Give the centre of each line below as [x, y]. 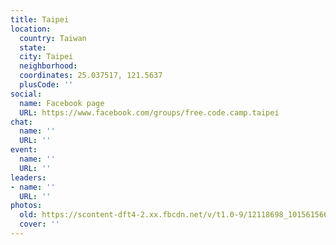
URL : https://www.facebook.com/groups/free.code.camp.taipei [149, 112]
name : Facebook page [62, 103]
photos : [26, 206]
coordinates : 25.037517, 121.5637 [91, 76]
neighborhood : [48, 66]
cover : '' [39, 224]
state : [33, 47]
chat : [21, 122]
